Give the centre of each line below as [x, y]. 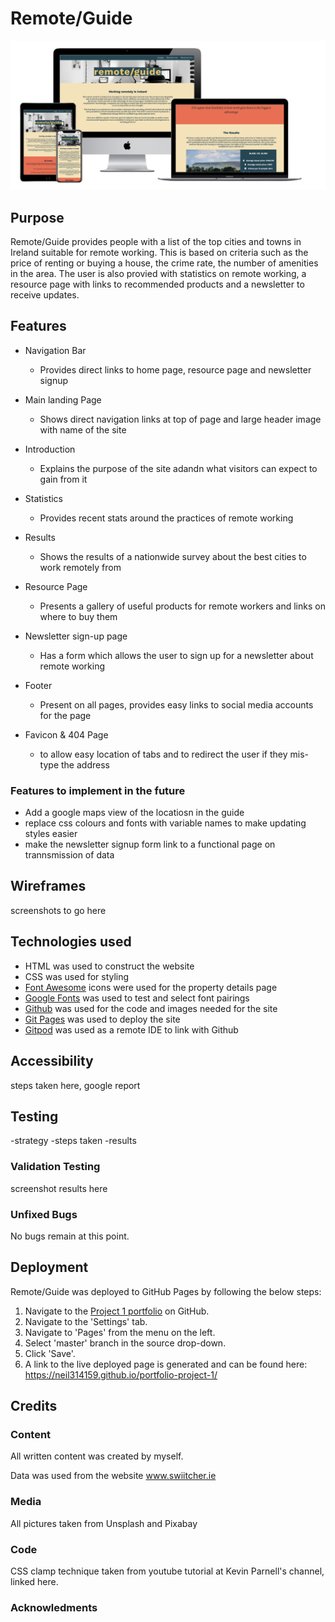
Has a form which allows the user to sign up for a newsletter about [176, 655]
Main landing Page [63, 399]
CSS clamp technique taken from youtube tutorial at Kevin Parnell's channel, [167, 1571]
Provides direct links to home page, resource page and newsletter [175, 369]
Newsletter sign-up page [76, 636]
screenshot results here [59, 1188]
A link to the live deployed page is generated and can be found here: [166, 1364]
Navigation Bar [55, 350]
